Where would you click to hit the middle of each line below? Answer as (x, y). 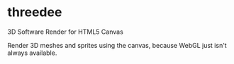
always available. (32, 53)
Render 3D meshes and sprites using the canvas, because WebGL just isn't (117, 45)
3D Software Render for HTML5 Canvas (66, 32)
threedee (35, 12)
